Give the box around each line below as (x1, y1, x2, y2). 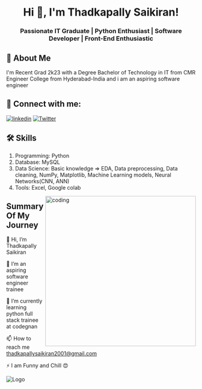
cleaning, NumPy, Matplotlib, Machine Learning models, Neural (14, 171, 171, 178)
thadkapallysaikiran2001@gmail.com (6, 350, 97, 357)
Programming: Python (14, 152, 70, 159)
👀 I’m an (6, 261, 26, 268)
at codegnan (6, 323, 38, 330)
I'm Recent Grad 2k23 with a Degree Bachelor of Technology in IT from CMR (6, 68, 196, 76)
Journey (6, 220, 38, 230)
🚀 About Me (6, 53, 51, 63)
